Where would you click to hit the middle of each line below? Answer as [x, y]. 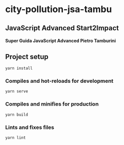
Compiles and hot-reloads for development [59, 81]
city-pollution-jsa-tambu [59, 9]
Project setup [27, 57]
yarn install [19, 68]
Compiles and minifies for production [52, 104]
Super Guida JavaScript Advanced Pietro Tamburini [61, 41]
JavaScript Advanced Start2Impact [62, 28]
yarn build [17, 115]
